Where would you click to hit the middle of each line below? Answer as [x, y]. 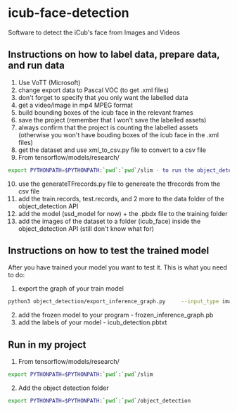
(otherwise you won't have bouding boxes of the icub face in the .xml [118, 134]
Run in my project [47, 344]
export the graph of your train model [71, 289]
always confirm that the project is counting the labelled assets [108, 127]
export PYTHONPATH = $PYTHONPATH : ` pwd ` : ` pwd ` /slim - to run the [101, 170]
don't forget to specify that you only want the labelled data [103, 97]
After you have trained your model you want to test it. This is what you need [118, 267]
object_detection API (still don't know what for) [86, 228]
